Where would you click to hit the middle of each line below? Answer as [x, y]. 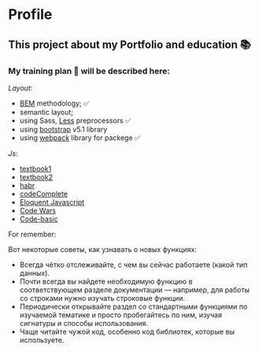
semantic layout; [46, 112]
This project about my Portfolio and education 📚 [130, 44]
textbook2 [36, 177]
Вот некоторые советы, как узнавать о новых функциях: [102, 249]
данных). [34, 272]
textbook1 [35, 169]
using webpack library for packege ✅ [80, 137]
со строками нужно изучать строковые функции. [102, 298]
